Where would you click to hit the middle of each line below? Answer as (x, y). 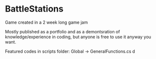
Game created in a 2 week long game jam (47, 22)
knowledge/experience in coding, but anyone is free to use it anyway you (78, 37)
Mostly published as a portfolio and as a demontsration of (62, 31)
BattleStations (34, 9)
